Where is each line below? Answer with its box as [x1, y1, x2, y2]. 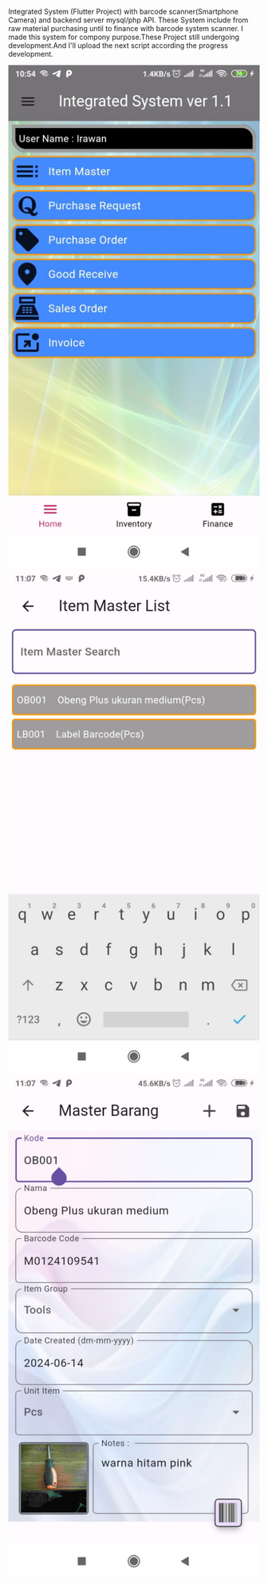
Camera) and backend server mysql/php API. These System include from [8, 15, 249, 25]
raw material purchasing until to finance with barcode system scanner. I [8, 24, 243, 33]
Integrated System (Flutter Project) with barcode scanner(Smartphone [8, 7, 239, 16]
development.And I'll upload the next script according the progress [8, 41, 229, 50]
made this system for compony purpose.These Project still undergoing [8, 32, 240, 42]
